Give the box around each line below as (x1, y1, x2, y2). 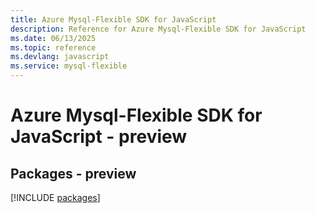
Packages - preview (10, 165, 137, 182)
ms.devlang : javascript (10, 52, 110, 62)
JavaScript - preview (10, 126, 188, 148)
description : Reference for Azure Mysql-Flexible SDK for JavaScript (10, 24, 307, 34)
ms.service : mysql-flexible (10, 61, 128, 71)
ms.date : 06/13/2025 (10, 33, 97, 43)
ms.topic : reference (10, 42, 97, 53)
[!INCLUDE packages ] (10, 192, 101, 203)
